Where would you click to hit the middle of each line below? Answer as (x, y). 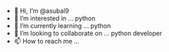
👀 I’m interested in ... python (55, 18)
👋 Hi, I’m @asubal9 (41, 11)
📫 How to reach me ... (46, 41)
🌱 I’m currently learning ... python (62, 26)
